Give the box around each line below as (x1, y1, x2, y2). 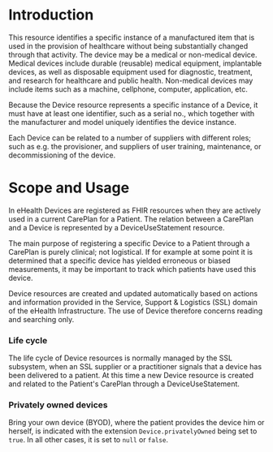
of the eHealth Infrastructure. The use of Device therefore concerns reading (8, 306, 262, 316)
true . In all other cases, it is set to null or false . (8, 435, 169, 445)
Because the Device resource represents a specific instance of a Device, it (8, 100, 258, 110)
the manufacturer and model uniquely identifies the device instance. (8, 117, 237, 127)
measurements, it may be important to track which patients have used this (8, 264, 257, 273)
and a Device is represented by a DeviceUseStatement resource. (8, 222, 225, 232)
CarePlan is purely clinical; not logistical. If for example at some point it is (8, 247, 253, 256)
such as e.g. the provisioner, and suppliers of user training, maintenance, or (8, 141, 262, 151)
